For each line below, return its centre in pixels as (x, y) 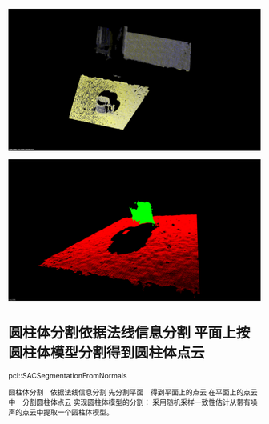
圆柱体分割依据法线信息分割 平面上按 (129, 333)
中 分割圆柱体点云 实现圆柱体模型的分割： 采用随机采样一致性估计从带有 (129, 402)
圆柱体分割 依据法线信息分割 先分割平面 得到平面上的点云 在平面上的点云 (133, 392)
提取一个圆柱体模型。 (78, 412)
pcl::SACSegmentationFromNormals (68, 375)
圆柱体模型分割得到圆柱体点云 (107, 353)
